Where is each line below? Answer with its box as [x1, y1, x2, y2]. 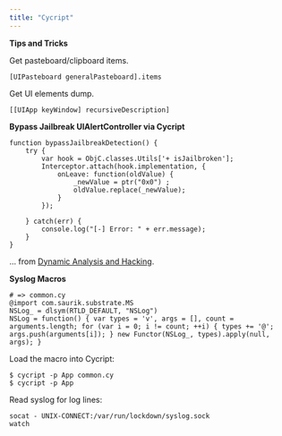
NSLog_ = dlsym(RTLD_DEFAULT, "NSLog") [9, 306, 158, 315]
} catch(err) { [25, 217, 82, 226]
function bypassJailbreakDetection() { [9, 138, 158, 148]
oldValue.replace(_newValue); [73, 185, 186, 194]
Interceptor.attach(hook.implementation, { [41, 162, 206, 171]
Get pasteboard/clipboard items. [9, 55, 129, 65]
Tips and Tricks [9, 38, 69, 48]
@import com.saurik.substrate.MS [9, 298, 134, 307]
